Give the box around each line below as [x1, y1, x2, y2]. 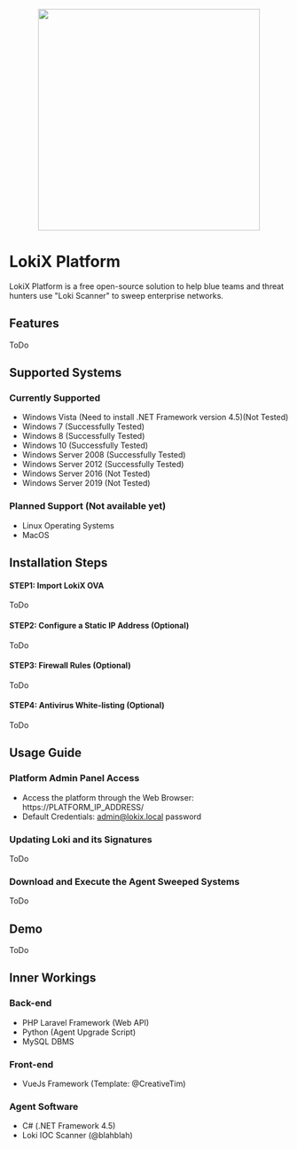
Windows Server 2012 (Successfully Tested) [21, 459, 184, 470]
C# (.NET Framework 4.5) [21, 1121, 116, 1131]
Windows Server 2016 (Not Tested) [21, 468, 151, 479]
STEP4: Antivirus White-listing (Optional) [9, 700, 165, 711]
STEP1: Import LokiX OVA [9, 580, 105, 590]
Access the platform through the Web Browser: [21, 792, 194, 802]
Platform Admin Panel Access [9, 772, 140, 785]
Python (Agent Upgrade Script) [21, 1027, 136, 1037]
